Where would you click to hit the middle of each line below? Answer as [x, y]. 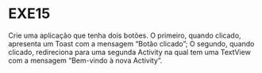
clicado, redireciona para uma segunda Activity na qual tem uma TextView [130, 52]
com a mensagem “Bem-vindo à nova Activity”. [85, 60]
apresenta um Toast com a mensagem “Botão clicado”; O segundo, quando [131, 43]
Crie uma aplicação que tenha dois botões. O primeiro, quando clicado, [125, 35]
